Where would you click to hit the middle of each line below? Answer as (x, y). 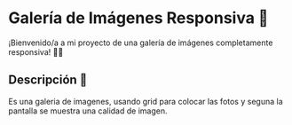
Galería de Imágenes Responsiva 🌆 (138, 18)
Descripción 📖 (48, 80)
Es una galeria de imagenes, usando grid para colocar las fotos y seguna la (146, 101)
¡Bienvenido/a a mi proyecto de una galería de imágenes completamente (141, 43)
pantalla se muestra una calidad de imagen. (88, 111)
